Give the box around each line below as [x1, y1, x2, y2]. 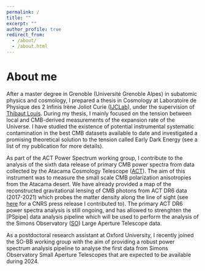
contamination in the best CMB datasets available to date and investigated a [6, 129, 198, 136]
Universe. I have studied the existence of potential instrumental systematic [6, 122, 195, 130]
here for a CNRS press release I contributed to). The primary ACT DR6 [6, 200, 184, 207]
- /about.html [12, 44, 48, 50]
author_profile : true [6, 26, 62, 33]
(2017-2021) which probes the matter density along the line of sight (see [6, 193, 188, 200]
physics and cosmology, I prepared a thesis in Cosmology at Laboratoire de [6, 96, 197, 104]
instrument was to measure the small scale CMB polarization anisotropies [6, 173, 192, 181]
